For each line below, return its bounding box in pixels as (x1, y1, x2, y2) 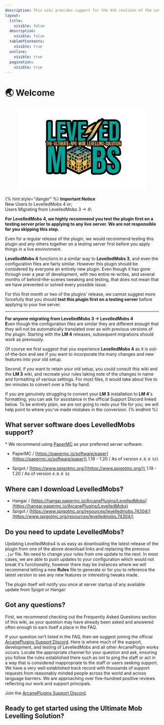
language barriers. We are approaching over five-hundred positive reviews (5, 675, 155, 681)
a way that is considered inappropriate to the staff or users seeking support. (5, 659, 158, 666)
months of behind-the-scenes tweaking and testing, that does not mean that (5, 276, 159, 282)
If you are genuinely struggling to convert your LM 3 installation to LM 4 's (5, 391, 153, 397)
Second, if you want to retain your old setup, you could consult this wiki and (5, 365, 158, 372)
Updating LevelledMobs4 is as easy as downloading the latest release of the (5, 541, 159, 546)
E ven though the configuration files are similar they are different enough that (5, 321, 159, 327)
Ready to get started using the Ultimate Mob (5, 704, 143, 713)
